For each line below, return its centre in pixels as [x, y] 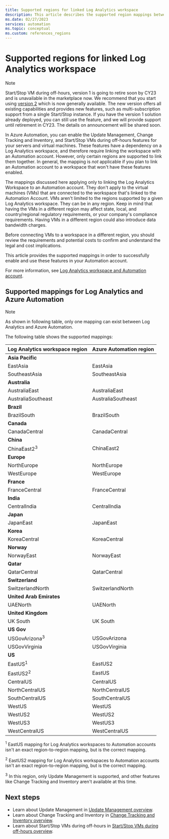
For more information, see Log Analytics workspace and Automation [76, 270]
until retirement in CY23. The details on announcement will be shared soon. [83, 125]
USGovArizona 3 [26, 638]
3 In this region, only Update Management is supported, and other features [82, 776]
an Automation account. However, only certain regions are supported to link [83, 156]
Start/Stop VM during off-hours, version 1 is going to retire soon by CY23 [81, 93]
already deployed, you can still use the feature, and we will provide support [83, 120]
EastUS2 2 [19, 673]
